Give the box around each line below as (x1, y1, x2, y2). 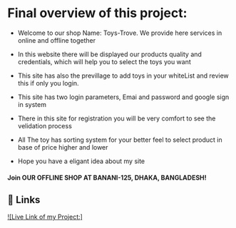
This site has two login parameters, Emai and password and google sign (17, 93, 230, 101)
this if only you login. (17, 78, 80, 87)
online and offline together (17, 36, 96, 44)
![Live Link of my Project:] (7, 212, 83, 222)
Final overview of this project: (7, 5, 188, 21)
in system (17, 100, 46, 108)
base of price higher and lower (17, 142, 108, 151)
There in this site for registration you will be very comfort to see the (17, 114, 216, 123)
